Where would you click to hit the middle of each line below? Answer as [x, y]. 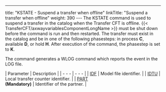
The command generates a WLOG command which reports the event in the [82, 59]
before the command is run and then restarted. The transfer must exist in [79, 33]
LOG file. [14, 64]
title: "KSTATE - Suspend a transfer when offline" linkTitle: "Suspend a [77, 13]
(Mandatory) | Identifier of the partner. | [46, 84]
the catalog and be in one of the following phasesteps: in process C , [75, 39]
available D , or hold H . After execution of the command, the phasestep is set [83, 44]
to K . [10, 49]
